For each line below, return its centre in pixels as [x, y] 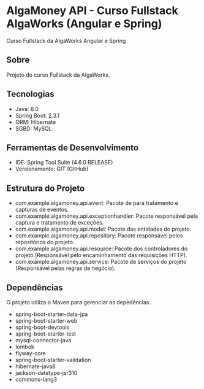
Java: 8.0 [27, 109]
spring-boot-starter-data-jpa [51, 314]
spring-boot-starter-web [46, 321]
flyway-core [30, 353]
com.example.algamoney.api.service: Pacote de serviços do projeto [101, 262]
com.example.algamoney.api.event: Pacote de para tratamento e [97, 203]
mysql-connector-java [43, 340]
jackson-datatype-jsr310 [46, 373]
